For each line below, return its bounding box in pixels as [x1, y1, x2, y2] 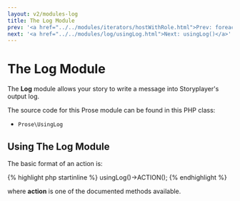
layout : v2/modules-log [7, 10, 79, 18]
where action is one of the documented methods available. [7, 187, 181, 195]
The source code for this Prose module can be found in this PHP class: [7, 106, 216, 115]
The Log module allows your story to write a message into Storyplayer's [7, 85, 219, 93]
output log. [7, 92, 40, 100]
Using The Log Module [7, 140, 110, 153]
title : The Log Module [7, 17, 75, 24]
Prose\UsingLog [17, 121, 64, 128]
